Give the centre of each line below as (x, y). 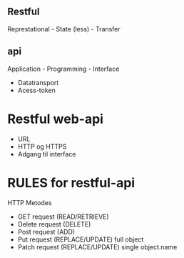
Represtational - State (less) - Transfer (64, 29)
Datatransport (38, 82)
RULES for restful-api (71, 183)
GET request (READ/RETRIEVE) (63, 217)
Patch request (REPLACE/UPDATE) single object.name (97, 247)
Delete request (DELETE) (54, 224)
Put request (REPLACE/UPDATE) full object (81, 239)
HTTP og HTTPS (42, 147)
